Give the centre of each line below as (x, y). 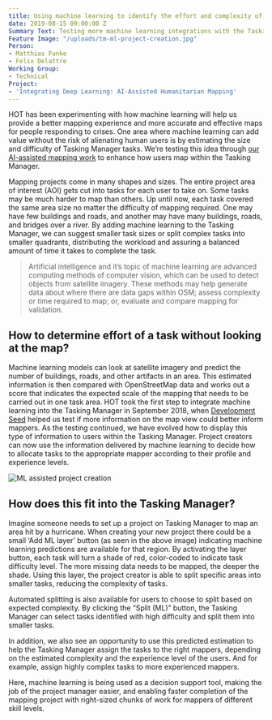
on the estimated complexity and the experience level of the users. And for (133, 658)
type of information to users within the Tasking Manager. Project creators (130, 437)
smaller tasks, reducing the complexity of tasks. (88, 584)
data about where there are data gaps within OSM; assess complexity (144, 292)
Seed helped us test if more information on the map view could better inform (136, 420)
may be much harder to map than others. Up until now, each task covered (131, 199)
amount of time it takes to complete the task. (83, 251)
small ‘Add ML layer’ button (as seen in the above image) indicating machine (135, 540)
